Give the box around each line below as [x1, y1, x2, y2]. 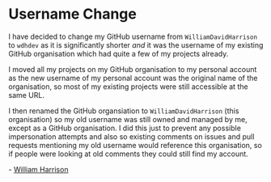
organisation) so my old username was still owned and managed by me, [8, 114, 248, 124]
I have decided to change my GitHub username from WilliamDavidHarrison [8, 32, 257, 41]
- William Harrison [8, 164, 69, 174]
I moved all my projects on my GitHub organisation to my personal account [8, 64, 257, 74]
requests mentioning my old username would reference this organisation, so [8, 140, 263, 150]
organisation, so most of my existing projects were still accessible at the [8, 82, 248, 91]
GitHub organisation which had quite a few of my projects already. [8, 49, 229, 58]
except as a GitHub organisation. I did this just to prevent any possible [8, 123, 241, 133]
